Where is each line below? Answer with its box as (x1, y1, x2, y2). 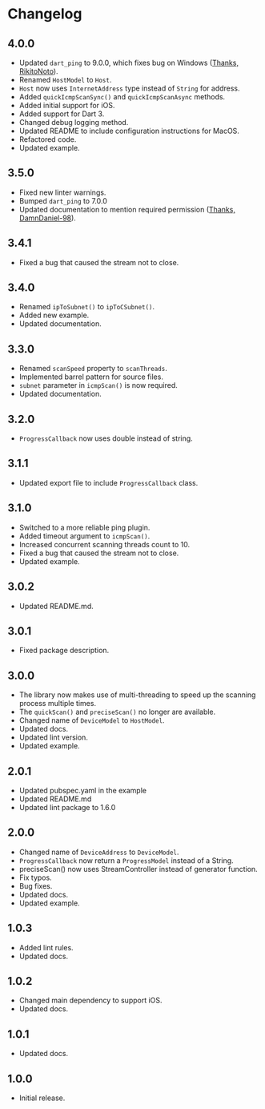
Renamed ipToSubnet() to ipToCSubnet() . (18, 302, 155, 312)
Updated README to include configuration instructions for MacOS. (18, 126, 239, 135)
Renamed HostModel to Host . (18, 75, 112, 84)
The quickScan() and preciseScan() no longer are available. (18, 707, 216, 717)
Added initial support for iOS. (18, 101, 115, 110)
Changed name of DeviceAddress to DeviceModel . (18, 847, 179, 857)
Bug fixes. (18, 881, 53, 890)
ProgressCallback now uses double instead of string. (18, 434, 193, 443)
